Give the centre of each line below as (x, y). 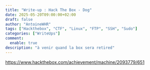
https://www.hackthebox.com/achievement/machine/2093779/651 (75, 62)
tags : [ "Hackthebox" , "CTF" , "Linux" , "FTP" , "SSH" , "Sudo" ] (71, 29)
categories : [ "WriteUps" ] (33, 33)
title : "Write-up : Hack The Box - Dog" (49, 10)
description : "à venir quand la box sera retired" (60, 48)
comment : (14, 39)
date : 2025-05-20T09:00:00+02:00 (41, 15)
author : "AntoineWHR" (28, 24)
